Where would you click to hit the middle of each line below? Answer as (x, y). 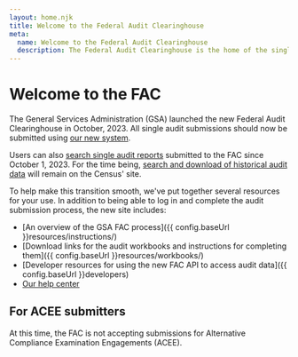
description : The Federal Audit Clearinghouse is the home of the (142, 51)
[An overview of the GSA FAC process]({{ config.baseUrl (125, 227)
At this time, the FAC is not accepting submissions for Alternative (128, 333)
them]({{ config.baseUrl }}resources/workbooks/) (113, 256)
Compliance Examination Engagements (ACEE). (96, 342)
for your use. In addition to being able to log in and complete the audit (137, 201)
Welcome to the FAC (85, 95)
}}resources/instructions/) (69, 237)
